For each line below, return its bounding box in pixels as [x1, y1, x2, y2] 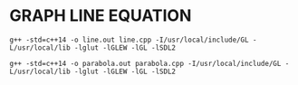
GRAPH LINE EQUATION [9, 5, 192, 26]
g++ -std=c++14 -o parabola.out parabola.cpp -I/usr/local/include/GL [9, 59, 282, 68]
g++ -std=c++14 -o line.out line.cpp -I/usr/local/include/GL [9, 35, 249, 44]
